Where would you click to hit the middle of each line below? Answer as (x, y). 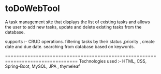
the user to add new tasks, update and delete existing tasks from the (73, 27)
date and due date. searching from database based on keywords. (70, 46)
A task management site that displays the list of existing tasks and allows (78, 22)
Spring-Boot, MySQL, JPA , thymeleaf (43, 66)
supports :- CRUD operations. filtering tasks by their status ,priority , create (80, 41)
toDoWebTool (33, 8)
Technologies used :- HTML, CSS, (113, 61)
